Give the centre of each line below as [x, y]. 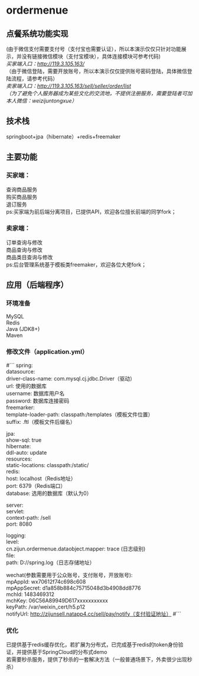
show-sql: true [24, 440]
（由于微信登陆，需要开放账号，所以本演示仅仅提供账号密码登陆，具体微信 [97, 71]
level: [13, 542]
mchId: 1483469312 [30, 594]
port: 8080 [19, 524]
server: [15, 505]
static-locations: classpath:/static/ [48, 465]
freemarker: [20, 407]
